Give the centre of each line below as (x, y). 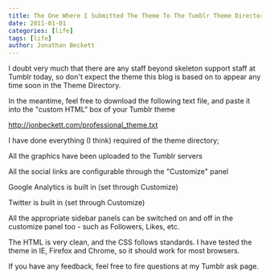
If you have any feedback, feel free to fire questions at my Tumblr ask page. (134, 266)
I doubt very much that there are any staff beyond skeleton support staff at (132, 68)
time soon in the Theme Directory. (65, 86)
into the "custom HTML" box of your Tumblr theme (92, 110)
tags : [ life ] (30, 38)
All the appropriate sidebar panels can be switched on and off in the (121, 218)
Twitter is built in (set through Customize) (77, 203)
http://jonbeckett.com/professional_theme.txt (83, 125)
